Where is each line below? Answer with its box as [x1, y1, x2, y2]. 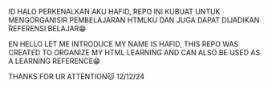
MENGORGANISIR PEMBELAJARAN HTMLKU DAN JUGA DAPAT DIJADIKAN [8, 15, 260, 25]
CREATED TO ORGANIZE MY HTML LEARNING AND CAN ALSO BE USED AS [8, 48, 261, 57]
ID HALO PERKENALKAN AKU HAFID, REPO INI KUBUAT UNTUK [8, 7, 221, 16]
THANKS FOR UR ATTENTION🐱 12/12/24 [8, 72, 145, 81]
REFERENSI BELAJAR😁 [8, 24, 87, 33]
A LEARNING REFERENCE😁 [8, 56, 101, 66]
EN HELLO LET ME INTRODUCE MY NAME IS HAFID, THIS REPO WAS [8, 39, 239, 49]
